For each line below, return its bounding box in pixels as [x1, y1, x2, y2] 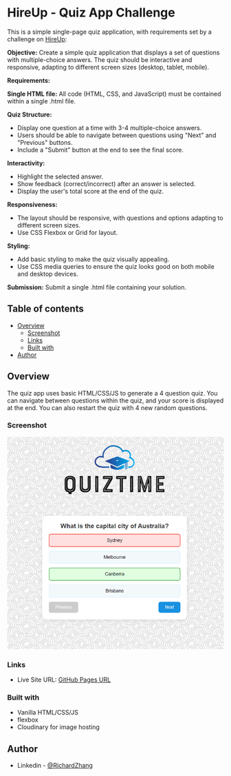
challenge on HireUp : [7, 34, 67, 43]
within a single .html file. [7, 96, 76, 105]
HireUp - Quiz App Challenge [7, 5, 175, 21]
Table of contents [7, 303, 84, 315]
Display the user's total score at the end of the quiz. [16, 187, 164, 195]
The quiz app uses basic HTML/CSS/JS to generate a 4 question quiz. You [7, 389, 218, 397]
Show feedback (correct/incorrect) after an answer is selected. [16, 179, 196, 187]
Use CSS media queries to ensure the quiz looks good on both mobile [16, 262, 214, 270]
